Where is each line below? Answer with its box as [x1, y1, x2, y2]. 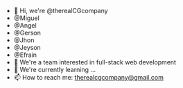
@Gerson [13, 28, 42, 37]
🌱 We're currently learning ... [13, 66, 96, 73]
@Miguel [13, 14, 40, 22]
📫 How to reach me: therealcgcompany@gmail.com [13, 73, 164, 81]
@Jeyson [13, 44, 42, 51]
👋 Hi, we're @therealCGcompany [13, 7, 109, 15]
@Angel [13, 21, 37, 29]
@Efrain [13, 51, 37, 59]
